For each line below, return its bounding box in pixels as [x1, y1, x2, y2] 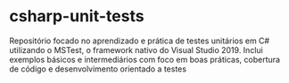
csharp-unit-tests [9, 6, 144, 26]
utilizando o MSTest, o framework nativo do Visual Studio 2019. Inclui [9, 44, 263, 55]
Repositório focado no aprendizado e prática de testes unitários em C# [9, 35, 270, 46]
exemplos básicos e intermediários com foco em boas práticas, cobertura [9, 54, 281, 64]
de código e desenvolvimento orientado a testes [9, 64, 187, 74]
